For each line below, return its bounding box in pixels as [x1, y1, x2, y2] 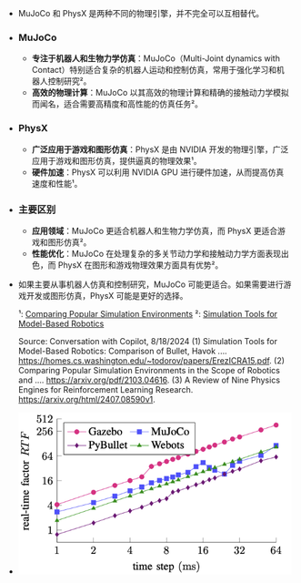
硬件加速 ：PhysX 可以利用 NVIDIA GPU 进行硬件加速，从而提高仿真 [31, 167, 285, 178]
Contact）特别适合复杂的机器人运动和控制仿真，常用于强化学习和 [31, 65, 277, 76]
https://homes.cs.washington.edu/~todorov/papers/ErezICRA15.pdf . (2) [17, 354, 285, 366]
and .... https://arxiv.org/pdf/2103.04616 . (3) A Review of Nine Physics [17, 374, 280, 385]
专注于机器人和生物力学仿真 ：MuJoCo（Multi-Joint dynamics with [31, 53, 280, 64]
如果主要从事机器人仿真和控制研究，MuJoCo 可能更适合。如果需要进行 [17, 279, 284, 290]
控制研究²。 [47, 76, 92, 87]
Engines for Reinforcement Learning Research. [17, 384, 194, 394]
